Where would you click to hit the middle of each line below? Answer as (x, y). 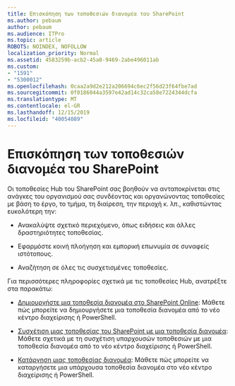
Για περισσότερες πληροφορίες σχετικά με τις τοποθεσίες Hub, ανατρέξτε (117, 281)
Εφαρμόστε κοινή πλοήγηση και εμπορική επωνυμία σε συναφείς (113, 246)
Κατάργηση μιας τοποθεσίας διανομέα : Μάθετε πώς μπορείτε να (113, 359)
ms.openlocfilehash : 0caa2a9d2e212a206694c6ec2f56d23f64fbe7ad (102, 86)
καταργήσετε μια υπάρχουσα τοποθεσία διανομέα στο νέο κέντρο (115, 367)
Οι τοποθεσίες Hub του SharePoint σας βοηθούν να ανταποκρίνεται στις (114, 189)
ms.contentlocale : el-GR (44, 106)
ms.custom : (23, 66)
